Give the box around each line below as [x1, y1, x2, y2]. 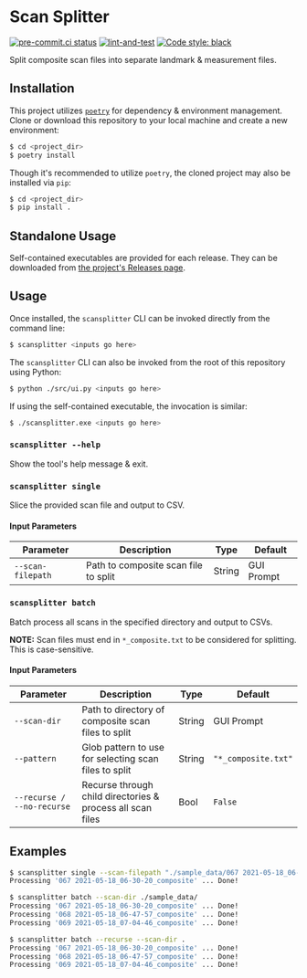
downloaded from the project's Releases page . [9, 262, 185, 273]
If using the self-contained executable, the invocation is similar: [9, 400, 249, 412]
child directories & [81, 790, 160, 803]
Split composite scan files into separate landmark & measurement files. [9, 54, 277, 65]
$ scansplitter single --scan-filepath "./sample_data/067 [9, 868, 239, 878]
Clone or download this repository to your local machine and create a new [9, 114, 288, 125]
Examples [9, 844, 67, 859]
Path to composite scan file [86, 559, 203, 572]
